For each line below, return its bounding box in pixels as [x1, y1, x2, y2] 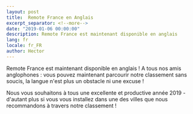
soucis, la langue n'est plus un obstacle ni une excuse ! [6, 77, 144, 84]
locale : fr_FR [6, 43, 42, 49]
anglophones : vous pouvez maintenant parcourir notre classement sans [6, 71, 187, 78]
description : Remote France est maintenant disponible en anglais [6, 31, 178, 37]
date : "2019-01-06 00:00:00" [6, 25, 80, 32]
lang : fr [6, 37, 29, 43]
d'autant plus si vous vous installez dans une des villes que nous [6, 95, 168, 103]
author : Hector [6, 48, 45, 54]
